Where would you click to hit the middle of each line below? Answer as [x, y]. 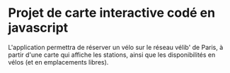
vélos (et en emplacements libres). [58, 62]
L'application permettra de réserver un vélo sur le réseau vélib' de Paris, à [116, 47]
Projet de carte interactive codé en [111, 13]
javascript [38, 28]
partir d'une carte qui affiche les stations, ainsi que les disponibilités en [112, 55]
